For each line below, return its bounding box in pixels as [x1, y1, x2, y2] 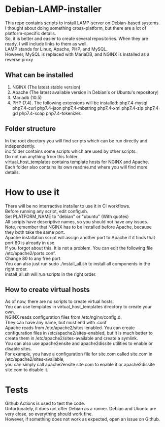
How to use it [5, 186, 60, 198]
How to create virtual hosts [5, 285, 90, 294]
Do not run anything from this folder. [5, 153, 79, 159]
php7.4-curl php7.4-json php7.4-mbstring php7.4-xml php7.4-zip [12, 105, 144, 111]
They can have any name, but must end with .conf [5, 320, 107, 326]
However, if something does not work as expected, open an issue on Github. [5, 416, 160, 422]
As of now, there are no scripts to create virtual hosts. [5, 299, 114, 304]
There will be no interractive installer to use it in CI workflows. [5, 203, 131, 209]
